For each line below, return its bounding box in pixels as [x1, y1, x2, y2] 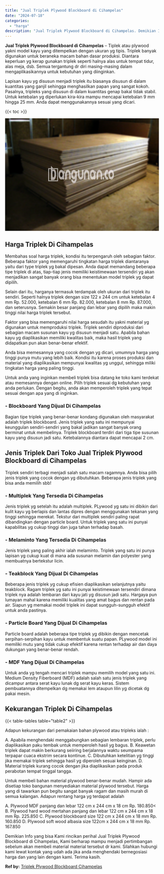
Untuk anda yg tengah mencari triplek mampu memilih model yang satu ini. [5, 670, 156, 676]
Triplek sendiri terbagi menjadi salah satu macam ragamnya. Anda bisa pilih [5, 469, 157, 475]
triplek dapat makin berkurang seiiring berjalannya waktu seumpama [5, 747, 143, 753]
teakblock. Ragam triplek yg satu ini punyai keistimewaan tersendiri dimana [5, 587, 156, 592]
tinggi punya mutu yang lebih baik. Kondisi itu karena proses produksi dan [5, 355, 154, 360]
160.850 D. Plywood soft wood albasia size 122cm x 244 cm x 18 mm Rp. [5, 818, 151, 824]
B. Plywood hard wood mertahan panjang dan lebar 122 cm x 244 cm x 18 [5, 808, 153, 814]
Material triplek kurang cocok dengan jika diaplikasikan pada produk [5, 763, 143, 769]
